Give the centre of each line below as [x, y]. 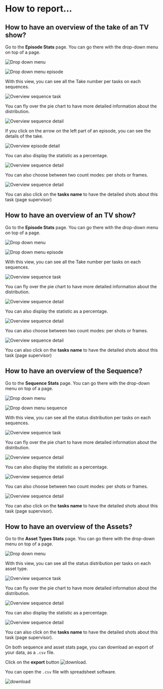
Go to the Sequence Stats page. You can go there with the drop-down [78, 383]
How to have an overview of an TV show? [71, 215]
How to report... [39, 9]
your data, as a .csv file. [30, 652]
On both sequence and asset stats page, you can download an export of [79, 647]
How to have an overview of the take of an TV [77, 27]
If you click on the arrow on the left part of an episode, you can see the [78, 131]
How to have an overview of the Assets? [69, 527]
